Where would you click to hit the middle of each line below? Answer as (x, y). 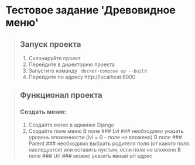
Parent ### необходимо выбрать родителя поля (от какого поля (109, 143)
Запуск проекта (50, 44)
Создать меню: (43, 112)
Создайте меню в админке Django (71, 125)
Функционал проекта (61, 95)
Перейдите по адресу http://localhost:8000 (82, 77)
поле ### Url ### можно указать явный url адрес (90, 156)
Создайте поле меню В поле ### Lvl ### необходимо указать (106, 131)
